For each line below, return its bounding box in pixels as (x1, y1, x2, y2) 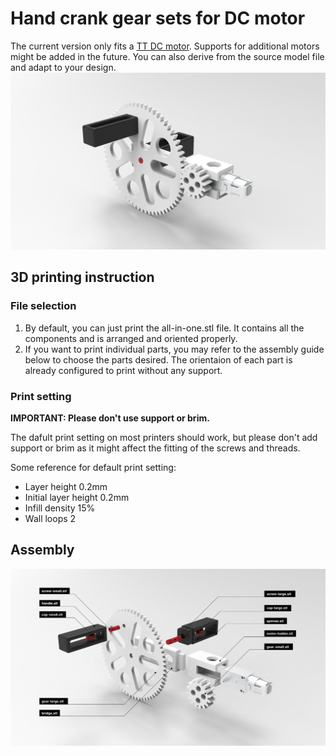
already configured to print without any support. (24, 364, 223, 376)
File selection (10, 299, 77, 313)
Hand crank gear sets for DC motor (10, 7, 306, 30)
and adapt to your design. (10, 61, 117, 73)
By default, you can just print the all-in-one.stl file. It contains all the (24, 322, 305, 334)
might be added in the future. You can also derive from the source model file (10, 50, 325, 62)
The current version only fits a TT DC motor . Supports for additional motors (10, 40, 320, 52)
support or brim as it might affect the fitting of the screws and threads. (10, 442, 301, 454)
